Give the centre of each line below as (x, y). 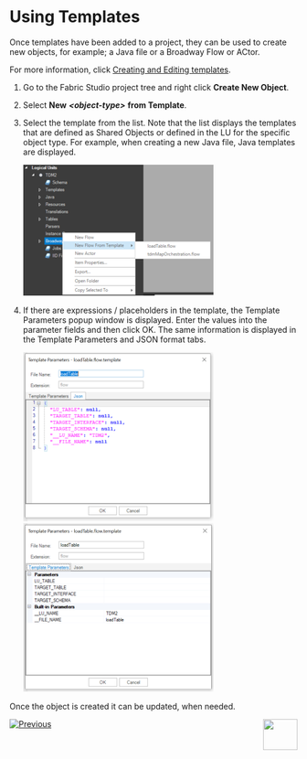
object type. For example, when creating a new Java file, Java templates (159, 142)
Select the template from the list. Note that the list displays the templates (159, 123)
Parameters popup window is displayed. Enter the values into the (145, 320)
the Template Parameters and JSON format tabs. (114, 339)
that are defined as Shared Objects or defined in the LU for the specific (156, 132)
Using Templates (75, 17)
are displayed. (49, 152)
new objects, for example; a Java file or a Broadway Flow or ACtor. (135, 51)
